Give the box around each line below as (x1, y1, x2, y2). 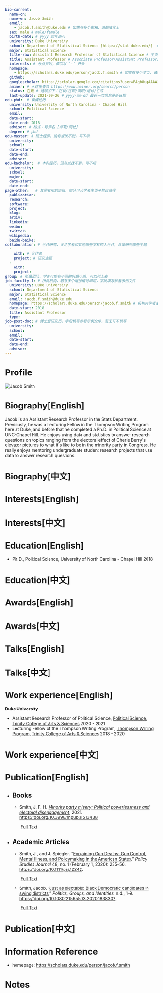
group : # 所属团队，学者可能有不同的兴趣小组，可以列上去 (5, 274, 108, 279)
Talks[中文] (5, 667, 51, 678)
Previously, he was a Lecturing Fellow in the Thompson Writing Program (5, 422, 149, 427)
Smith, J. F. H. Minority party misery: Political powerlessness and (19, 804, 150, 810)
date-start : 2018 (9, 305, 45, 310)
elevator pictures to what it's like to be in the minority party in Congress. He (5, 442, 156, 448)
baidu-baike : (9, 238, 36, 243)
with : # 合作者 (14, 251, 42, 256)
